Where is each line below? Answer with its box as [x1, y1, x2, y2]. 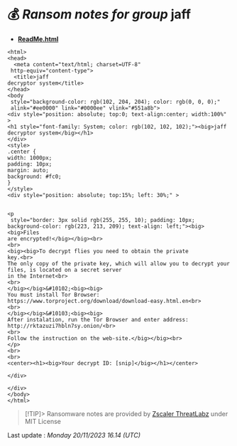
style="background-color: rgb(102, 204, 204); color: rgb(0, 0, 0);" [10, 98, 221, 105]
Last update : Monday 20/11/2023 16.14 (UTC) [7, 430, 140, 439]
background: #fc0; [7, 173, 62, 180]
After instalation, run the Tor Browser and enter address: [7, 316, 189, 323]
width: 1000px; [7, 154, 53, 161]
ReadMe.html [17, 34, 59, 43]
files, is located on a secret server [7, 266, 122, 273]
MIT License [24, 417, 62, 425]
